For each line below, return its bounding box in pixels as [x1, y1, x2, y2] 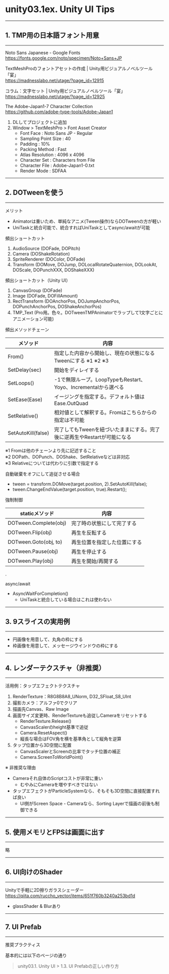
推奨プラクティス [5, 941, 41, 948]
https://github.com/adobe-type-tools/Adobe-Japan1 [5, 109, 113, 115]
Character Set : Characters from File [20, 157, 96, 163]
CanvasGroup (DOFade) [12, 287, 63, 294]
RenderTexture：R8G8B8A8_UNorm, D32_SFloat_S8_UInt [12, 694, 132, 700]
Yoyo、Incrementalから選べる [54, 383, 124, 391]
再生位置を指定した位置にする [71, 539, 142, 546]
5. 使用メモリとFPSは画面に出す [5, 827, 105, 837]
